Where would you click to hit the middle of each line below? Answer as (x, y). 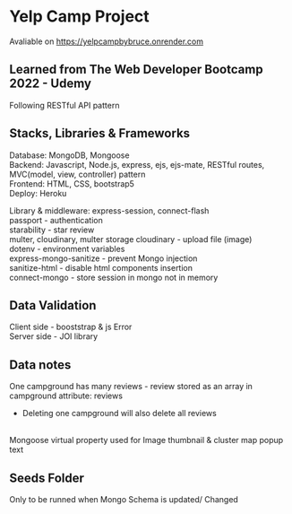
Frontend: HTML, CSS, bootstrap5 (72, 183)
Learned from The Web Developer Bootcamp (136, 70)
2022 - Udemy (51, 84)
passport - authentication (56, 220)
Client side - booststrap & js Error (71, 327)
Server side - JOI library (54, 336)
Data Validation (53, 305)
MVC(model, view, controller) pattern (77, 174)
